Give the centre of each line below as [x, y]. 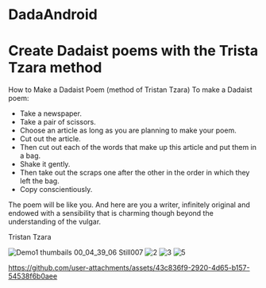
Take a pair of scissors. [58, 122]
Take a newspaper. [50, 113]
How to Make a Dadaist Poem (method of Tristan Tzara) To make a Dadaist [130, 90]
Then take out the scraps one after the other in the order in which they [135, 173]
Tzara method [55, 68]
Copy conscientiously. [56, 190]
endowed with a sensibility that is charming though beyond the [111, 213]
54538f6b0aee [33, 276]
